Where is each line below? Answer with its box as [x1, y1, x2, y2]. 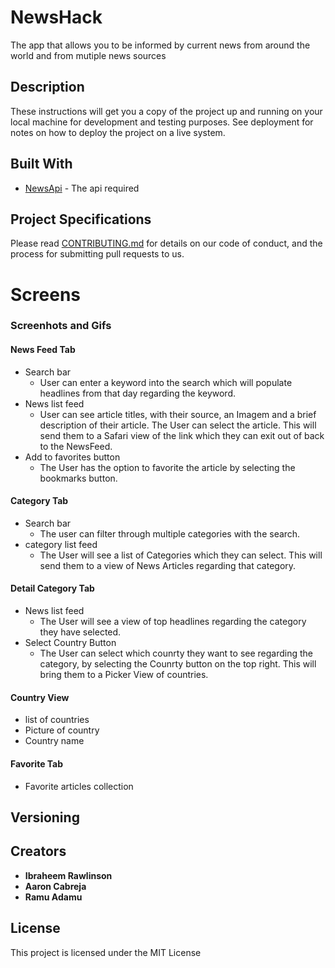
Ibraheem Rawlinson [24, 869, 113, 881]
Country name [24, 735, 85, 747]
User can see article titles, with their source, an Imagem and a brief [39, 408, 317, 420]
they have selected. [39, 626, 122, 638]
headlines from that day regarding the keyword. [39, 387, 237, 399]
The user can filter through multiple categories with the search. [39, 527, 301, 540]
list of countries [24, 714, 90, 726]
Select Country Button [24, 637, 117, 649]
